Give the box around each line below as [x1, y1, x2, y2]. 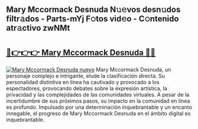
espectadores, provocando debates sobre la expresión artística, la [6, 85, 167, 92]
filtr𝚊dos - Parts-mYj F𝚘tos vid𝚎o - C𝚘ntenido [6, 14, 179, 24]
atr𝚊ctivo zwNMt [6, 23, 70, 33]
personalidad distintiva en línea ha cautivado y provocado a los [6, 79, 160, 85]
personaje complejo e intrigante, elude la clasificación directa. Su [6, 72, 165, 79]
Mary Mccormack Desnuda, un [96, 66, 171, 73]
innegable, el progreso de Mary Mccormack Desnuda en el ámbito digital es [6, 110, 191, 117]
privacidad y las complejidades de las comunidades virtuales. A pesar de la [6, 91, 190, 98]
